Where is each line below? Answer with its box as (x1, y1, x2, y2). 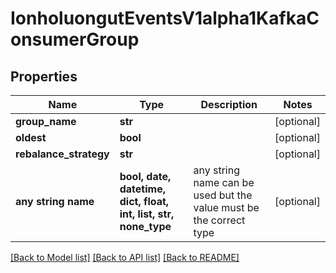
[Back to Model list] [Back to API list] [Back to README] (10, 252, 240, 263)
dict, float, (119, 195, 170, 208)
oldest (15, 131, 47, 144)
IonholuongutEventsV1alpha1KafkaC (10, 7, 320, 30)
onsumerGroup (10, 28, 140, 51)
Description (200, 98, 258, 111)
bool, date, (119, 170, 172, 183)
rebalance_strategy (15, 147, 110, 161)
